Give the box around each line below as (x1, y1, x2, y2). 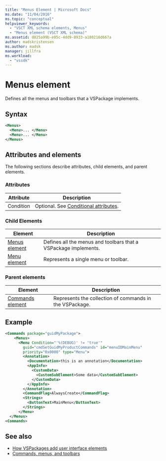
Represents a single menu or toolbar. (43, 256, 129, 262)
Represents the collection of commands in (53, 295, 152, 302)
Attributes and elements (5, 151, 82, 159)
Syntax (5, 110, 28, 118)
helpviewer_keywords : (5, 21, 50, 26)
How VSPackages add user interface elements (12, 445, 107, 451)
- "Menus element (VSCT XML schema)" (9, 30, 87, 35)
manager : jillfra (5, 49, 41, 53)
